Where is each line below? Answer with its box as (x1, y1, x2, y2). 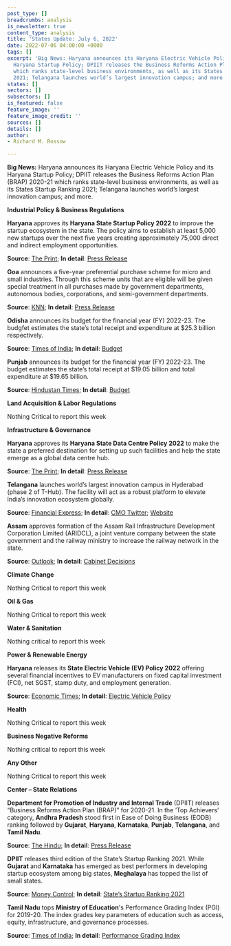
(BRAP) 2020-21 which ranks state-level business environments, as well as (7, 178, 219, 186)
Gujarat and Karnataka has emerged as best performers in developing (7, 862, 208, 870)
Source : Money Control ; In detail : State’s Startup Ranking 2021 (7, 890, 185, 898)
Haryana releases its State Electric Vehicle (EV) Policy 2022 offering (7, 664, 205, 672)
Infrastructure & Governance (7, 426, 91, 434)
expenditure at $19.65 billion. (7, 373, 89, 381)
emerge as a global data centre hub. (7, 454, 110, 462)
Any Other (7, 759, 38, 767)
